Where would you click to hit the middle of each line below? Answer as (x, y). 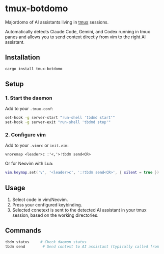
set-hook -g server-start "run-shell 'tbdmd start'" (60, 118)
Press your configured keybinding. (47, 205)
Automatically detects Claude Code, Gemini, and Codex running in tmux (78, 31)
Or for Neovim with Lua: (29, 164)
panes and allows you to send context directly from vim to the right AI (75, 37)
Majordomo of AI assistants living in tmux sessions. (57, 22)
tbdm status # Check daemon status (46, 242)
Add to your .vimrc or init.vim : (37, 146)
